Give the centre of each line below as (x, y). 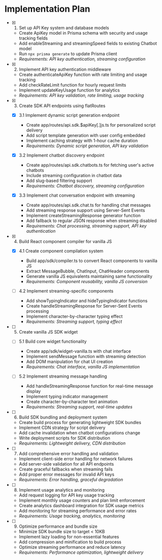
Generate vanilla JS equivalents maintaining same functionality (89, 276)
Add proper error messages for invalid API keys (67, 474)
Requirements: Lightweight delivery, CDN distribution (72, 443)
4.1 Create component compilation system (61, 251)
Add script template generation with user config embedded (86, 135)
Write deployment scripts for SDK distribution (64, 438)
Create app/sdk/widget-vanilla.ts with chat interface (79, 351)
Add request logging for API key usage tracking (67, 495)
